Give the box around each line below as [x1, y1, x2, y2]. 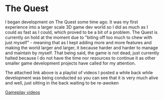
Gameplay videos [5, 89, 40, 95]
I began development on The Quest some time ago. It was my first [5, 19, 139, 25]
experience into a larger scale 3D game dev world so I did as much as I [5, 24, 148, 30]
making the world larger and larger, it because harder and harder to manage [5, 45, 158, 50]
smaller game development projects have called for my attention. [5, 60, 136, 66]
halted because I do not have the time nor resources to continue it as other [5, 55, 156, 61]
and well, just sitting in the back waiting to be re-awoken [5, 80, 119, 85]
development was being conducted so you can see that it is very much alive [5, 75, 158, 81]
